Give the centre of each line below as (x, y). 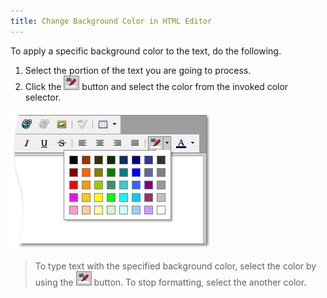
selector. (43, 97)
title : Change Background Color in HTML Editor (111, 21)
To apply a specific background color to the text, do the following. (146, 51)
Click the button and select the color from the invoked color (156, 86)
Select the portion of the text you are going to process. (138, 70)
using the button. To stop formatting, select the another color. (170, 282)
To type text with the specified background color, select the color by (175, 266)
